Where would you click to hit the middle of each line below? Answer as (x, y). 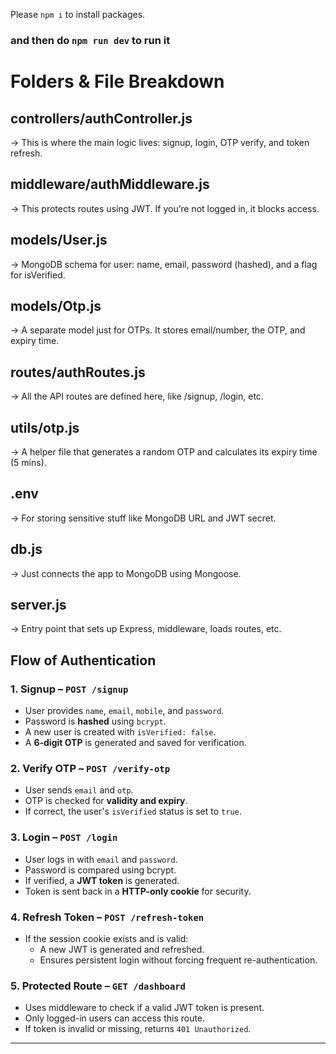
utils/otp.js (45, 427)
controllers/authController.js (101, 118)
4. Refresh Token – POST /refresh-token (107, 917)
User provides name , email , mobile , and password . (124, 711)
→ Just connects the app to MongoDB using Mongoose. (126, 573)
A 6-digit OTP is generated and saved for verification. (135, 743)
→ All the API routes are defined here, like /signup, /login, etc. (137, 396)
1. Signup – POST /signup (69, 689)
